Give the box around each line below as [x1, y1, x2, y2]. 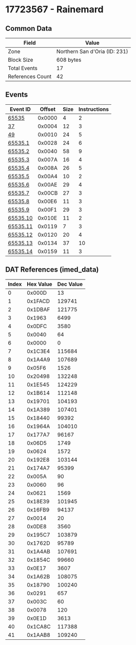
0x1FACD [27, 297, 50, 305]
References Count [8, 73, 52, 80]
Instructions [79, 105, 109, 112]
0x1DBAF [27, 306, 50, 313]
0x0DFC [27, 322, 47, 330]
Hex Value [27, 280, 52, 288]
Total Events [8, 65, 37, 71]
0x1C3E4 [27, 348, 50, 355]
